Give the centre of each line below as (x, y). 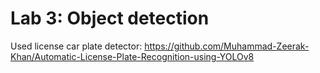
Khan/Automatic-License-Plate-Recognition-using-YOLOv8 (132, 56)
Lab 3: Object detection (110, 18)
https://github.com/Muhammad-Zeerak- (227, 46)
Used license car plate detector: (76, 46)
